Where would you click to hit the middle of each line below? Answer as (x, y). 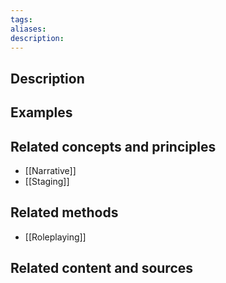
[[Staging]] (47, 181)
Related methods (64, 212)
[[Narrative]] (50, 170)
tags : (21, 19)
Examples (41, 112)
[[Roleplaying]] (55, 237)
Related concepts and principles (113, 146)
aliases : (28, 29)
